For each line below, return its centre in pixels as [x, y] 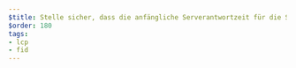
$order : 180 [30, 26]
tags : [18, 34]
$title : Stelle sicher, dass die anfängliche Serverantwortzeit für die [145, 17]
